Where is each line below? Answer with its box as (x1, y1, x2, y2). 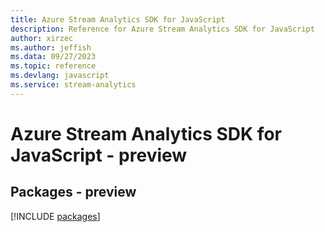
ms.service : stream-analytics (10, 80, 137, 90)
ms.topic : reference (10, 61, 97, 71)
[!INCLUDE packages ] (10, 210, 101, 222)
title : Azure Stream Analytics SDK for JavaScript (10, 14, 226, 25)
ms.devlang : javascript (10, 71, 110, 81)
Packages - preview (10, 184, 137, 201)
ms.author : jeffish (10, 42, 92, 53)
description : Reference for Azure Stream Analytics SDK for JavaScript (10, 24, 315, 34)
